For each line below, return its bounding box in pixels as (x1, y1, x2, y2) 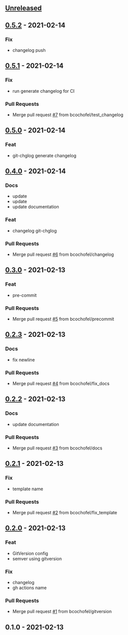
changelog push (12, 47, 46, 53)
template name (12, 486, 43, 492)
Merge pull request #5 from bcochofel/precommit (12, 316, 115, 322)
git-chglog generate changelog (12, 152, 77, 159)
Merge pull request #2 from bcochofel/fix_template (12, 509, 118, 515)
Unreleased (5, 4, 42, 12)
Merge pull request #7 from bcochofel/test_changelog (12, 112, 124, 118)
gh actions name (12, 585, 47, 591)
